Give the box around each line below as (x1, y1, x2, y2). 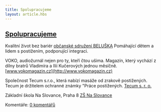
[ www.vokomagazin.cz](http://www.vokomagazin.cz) (5, 68, 113, 74)
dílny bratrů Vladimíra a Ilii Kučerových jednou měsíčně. (5, 63, 118, 69)
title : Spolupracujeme (5, 7, 52, 12)
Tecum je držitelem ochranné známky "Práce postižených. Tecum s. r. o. (5, 83, 152, 89)
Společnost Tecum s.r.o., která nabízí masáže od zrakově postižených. (5, 78, 148, 84)
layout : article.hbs (5, 12, 48, 17)
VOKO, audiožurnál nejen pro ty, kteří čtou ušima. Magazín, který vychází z (5, 57, 156, 64)
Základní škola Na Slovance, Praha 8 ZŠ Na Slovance (5, 92, 112, 98)
